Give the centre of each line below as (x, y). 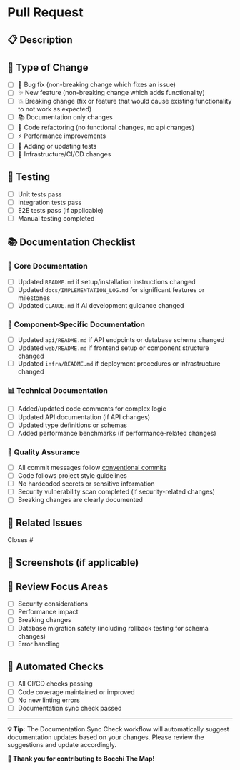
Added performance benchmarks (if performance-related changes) (117, 433)
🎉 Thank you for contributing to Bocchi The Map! (81, 759)
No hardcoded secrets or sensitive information (86, 484)
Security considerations (52, 604)
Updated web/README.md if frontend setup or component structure (113, 348)
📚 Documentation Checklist (71, 242)
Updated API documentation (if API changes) (84, 417)
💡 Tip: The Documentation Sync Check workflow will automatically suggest (119, 729)
